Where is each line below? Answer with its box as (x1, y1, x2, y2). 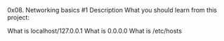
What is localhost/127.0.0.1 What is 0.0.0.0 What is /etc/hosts (7, 27, 183, 35)
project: (7, 13, 30, 22)
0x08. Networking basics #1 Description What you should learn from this (7, 6, 218, 14)
